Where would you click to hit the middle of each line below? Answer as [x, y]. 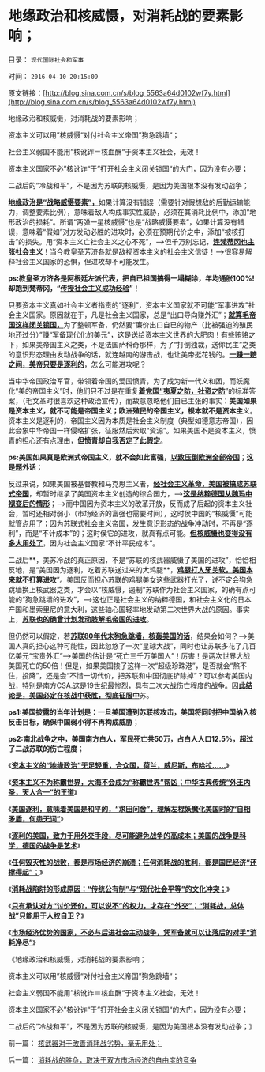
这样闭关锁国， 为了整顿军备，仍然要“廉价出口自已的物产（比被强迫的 [127, 324]
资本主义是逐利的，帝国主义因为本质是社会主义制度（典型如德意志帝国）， [127, 421]
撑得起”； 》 [26, 872]
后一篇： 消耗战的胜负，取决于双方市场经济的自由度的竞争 [103, 1059]
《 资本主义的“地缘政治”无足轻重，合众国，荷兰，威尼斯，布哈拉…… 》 [119, 765]
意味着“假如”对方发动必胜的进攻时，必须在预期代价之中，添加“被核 [130, 232]
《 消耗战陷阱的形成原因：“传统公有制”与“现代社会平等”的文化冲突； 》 [119, 889]
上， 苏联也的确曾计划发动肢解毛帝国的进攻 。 [81, 619]
